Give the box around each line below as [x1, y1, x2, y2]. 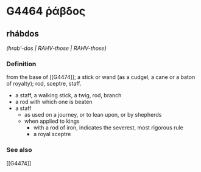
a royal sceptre [33, 131, 71, 138]
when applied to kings [24, 117, 80, 125]
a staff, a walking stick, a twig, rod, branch [15, 92, 122, 99]
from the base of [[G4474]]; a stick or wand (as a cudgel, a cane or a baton [6, 74, 196, 81]
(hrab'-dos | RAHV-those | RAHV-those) [6, 44, 107, 52]
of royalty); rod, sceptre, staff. [6, 80, 82, 88]
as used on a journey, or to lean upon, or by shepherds [24, 111, 162, 119]
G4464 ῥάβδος [6, 4, 86, 18]
